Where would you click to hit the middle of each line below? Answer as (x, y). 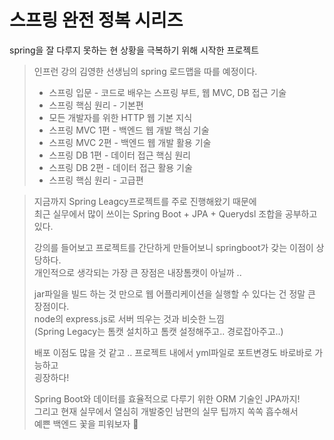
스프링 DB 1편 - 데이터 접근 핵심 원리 (119, 155)
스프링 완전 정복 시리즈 (96, 20)
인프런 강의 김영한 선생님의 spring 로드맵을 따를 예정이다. (145, 71)
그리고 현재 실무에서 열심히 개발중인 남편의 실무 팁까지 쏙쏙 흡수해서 (166, 411)
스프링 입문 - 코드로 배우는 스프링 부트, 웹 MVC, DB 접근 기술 (167, 92)
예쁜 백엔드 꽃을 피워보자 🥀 (86, 423)
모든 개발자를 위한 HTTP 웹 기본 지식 (120, 117)
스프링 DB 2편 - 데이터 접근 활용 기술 (120, 167)
